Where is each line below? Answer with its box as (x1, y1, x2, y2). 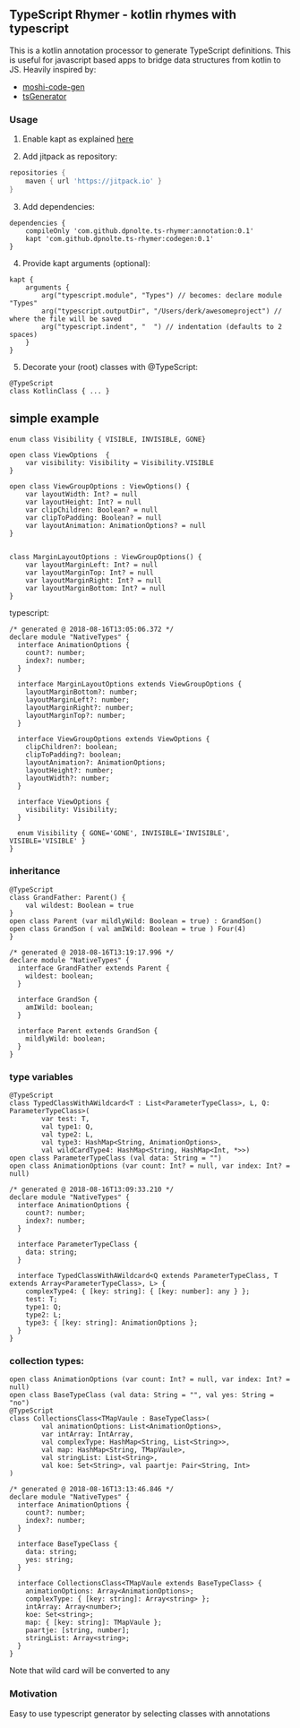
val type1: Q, (41, 1122, 94, 1132)
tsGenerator (21, 91, 67, 101)
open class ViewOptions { (9, 450, 110, 460)
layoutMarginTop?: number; (25, 711, 126, 720)
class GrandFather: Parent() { (9, 893, 126, 902)
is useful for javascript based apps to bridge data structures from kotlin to (9, 54, 281, 65)
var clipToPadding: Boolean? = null (25, 513, 163, 523)
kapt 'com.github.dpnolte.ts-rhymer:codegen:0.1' (25, 234, 215, 243)
